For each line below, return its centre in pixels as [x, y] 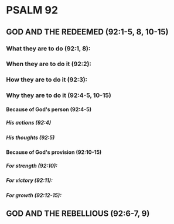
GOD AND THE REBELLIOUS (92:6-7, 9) [78, 213]
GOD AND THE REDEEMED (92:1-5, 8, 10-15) [87, 32]
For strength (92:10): [32, 166]
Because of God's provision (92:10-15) [54, 152]
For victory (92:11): [29, 180]
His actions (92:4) [29, 123]
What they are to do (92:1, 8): [48, 49]
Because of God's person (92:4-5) [49, 109]
